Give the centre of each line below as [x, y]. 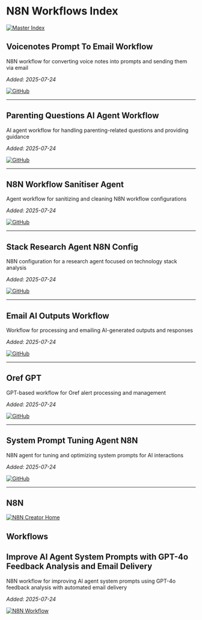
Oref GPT [24, 378]
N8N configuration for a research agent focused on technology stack [92, 261]
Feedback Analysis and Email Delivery [79, 567]
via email [17, 67]
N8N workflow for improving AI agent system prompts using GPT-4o [91, 581]
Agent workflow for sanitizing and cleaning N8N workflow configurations [96, 199]
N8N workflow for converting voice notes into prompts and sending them [97, 61]
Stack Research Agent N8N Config [72, 247]
